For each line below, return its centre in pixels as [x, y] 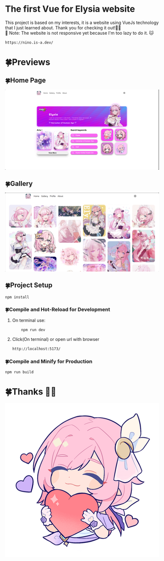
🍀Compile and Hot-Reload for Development [58, 310]
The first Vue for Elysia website [70, 9]
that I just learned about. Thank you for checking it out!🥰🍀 [63, 27]
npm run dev [33, 330]
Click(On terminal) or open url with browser [56, 339]
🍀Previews [28, 62]
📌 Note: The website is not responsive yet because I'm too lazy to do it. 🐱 [79, 33]
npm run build [20, 372]
